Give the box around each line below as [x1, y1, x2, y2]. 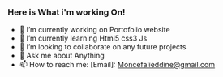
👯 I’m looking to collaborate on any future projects [19, 42, 187, 52]
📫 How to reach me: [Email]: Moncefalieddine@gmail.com [19, 60, 216, 70]
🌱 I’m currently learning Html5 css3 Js [19, 33, 148, 43]
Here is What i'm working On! [7, 6, 126, 18]
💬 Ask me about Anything [19, 51, 105, 61]
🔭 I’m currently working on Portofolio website [19, 25, 171, 35]
